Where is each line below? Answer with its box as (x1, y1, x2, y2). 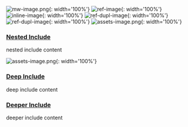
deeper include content (6, 114, 63, 121)
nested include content (6, 46, 62, 53)
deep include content (6, 86, 58, 93)
